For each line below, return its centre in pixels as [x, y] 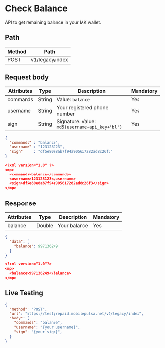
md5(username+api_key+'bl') [90, 127]
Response [21, 203]
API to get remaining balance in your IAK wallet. [53, 22]
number [66, 114]
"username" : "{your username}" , [47, 327]
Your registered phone [82, 107]
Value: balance [73, 99]
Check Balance [36, 9]
